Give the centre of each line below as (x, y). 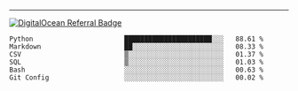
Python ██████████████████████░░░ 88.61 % (137, 39)
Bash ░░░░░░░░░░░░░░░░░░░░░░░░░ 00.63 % (137, 70)
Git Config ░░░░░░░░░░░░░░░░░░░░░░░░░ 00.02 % (137, 78)
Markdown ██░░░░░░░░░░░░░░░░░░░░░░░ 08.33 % (137, 47)
